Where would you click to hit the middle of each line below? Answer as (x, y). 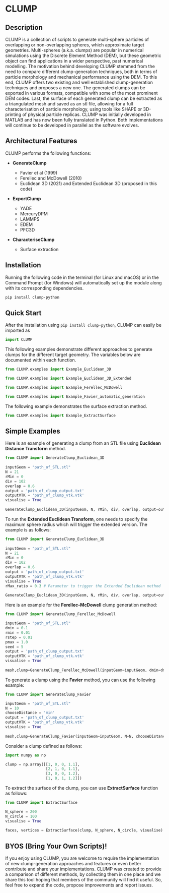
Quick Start (23, 313)
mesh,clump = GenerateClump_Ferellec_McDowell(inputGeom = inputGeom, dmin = (83, 670)
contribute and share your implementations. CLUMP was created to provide (83, 869)
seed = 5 (14, 647)
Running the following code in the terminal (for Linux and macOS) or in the (82, 277)
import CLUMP (19, 340)
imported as (18, 330)
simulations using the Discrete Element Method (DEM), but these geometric (83, 55)
